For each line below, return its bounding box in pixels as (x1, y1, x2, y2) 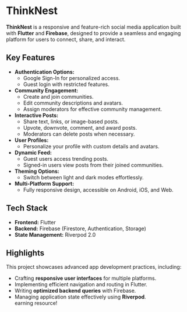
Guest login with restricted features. (23, 81, 110, 88)
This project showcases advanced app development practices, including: (6, 264, 182, 271)
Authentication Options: (14, 68, 75, 75)
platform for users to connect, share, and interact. (6, 36, 126, 43)
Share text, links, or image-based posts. (23, 118, 119, 125)
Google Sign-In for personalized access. (23, 74, 121, 81)
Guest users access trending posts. (23, 155, 109, 162)
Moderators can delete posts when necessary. (23, 130, 135, 137)
